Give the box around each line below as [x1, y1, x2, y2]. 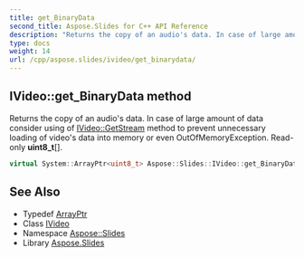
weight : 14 [9, 47, 51, 56]
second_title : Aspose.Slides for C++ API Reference [9, 22, 208, 31]
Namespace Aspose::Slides [22, 227, 126, 238]
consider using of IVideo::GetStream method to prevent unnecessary [9, 122, 267, 133]
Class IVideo [22, 218, 70, 229]
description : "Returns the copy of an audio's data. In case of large [9, 30, 281, 39]
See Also [9, 185, 61, 200]
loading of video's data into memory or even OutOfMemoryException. [9, 132, 270, 143]
